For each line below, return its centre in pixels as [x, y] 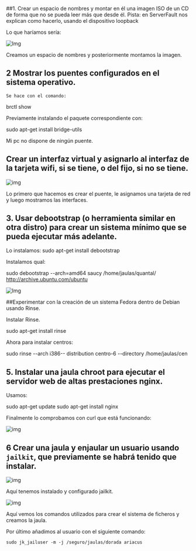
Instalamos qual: [26, 262]
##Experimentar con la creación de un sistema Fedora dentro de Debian [93, 302]
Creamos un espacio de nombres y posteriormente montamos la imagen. [94, 55]
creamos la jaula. [27, 521]
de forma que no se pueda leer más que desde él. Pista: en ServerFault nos [97, 15]
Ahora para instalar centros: [39, 342]
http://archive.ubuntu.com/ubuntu [47, 280]
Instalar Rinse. [23, 320]
